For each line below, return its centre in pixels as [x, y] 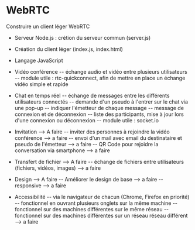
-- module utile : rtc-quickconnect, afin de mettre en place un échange [100, 78]
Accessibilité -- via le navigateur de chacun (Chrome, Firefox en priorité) [102, 197]
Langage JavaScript [39, 60]
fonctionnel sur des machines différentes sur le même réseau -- [92, 209]
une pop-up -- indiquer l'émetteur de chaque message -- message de [99, 108]
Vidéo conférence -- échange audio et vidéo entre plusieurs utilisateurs [101, 71]
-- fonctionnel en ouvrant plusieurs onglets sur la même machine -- [96, 203]
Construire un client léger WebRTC [48, 26]
